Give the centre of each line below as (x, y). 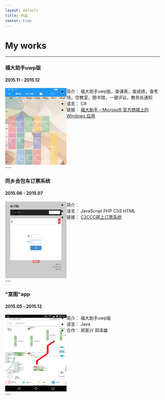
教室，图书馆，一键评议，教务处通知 (116, 98)
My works (26, 45)
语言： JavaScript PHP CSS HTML (101, 211)
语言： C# (77, 104)
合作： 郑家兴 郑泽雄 (87, 330)
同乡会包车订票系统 (28, 181)
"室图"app (18, 294)
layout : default (22, 10)
